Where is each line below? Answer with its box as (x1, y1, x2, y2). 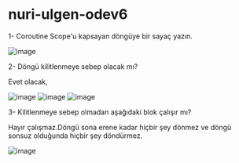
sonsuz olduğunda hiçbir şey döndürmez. (8, 131, 143, 140)
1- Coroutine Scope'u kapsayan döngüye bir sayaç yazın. (8, 31, 193, 41)
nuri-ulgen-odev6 (8, 5, 128, 24)
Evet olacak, (8, 77, 49, 86)
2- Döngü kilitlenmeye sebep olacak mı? (8, 61, 138, 71)
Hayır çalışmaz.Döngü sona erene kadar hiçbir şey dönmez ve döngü (8, 122, 232, 132)
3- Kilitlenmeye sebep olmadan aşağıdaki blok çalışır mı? (8, 107, 192, 117)
